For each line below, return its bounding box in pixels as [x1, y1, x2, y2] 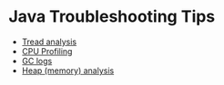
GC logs [21, 55, 53, 66]
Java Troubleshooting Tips [8, 6, 216, 27]
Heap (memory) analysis [21, 65, 115, 76]
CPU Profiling [21, 45, 73, 56]
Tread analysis [21, 36, 77, 47]
